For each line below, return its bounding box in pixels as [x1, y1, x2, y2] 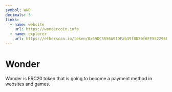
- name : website [10, 22, 45, 27]
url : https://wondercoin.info [14, 27, 79, 32]
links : [5, 17, 19, 22]
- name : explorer [10, 31, 47, 36]
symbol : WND [5, 7, 31, 13]
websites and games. [5, 81, 50, 87]
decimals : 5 [5, 12, 31, 17]
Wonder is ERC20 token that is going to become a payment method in [5, 75, 153, 81]
